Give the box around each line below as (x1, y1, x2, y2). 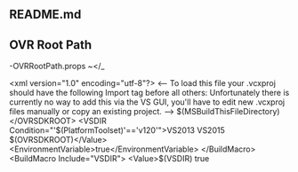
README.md (9, 7, 82, 22)
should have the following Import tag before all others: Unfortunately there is (9, 88, 290, 98)
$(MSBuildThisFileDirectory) (176, 106, 280, 117)
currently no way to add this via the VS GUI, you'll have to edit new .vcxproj (9, 97, 286, 107)
